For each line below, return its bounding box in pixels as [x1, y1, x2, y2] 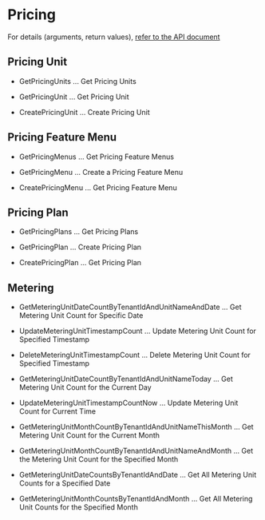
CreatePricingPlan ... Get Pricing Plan [18, 258, 141, 268]
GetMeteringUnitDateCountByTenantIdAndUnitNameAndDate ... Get [18, 302, 242, 312]
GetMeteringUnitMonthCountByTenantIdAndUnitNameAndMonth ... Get [18, 446, 253, 456]
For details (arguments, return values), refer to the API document [7, 32, 220, 42]
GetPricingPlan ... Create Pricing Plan [18, 242, 141, 252]
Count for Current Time [18, 407, 97, 416]
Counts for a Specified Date [18, 478, 111, 488]
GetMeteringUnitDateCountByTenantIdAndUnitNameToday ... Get [18, 374, 233, 384]
